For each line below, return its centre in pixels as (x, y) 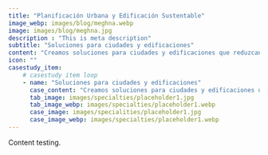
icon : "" (23, 61)
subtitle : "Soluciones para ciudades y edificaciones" (101, 46)
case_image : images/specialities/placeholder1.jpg (115, 113)
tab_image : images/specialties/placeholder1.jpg (112, 97)
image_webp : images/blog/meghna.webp (71, 23)
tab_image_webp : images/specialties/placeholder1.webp (122, 105)
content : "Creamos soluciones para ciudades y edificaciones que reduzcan (135, 53)
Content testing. (35, 142)
